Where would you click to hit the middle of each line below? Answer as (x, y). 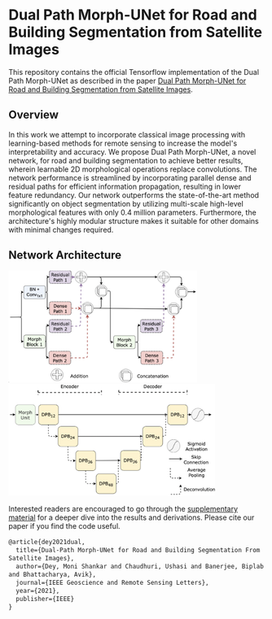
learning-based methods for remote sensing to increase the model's (123, 143)
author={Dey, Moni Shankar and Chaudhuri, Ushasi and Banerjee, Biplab (140, 567)
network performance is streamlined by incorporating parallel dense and (130, 177)
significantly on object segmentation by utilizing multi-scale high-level (126, 203)
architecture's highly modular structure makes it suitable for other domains (134, 220)
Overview (34, 115)
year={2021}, (38, 591)
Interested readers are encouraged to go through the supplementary (123, 509)
